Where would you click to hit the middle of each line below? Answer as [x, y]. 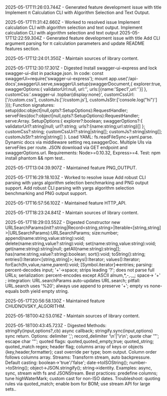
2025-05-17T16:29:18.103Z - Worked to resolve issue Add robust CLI [76, 177]
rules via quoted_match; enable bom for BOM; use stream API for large [78, 384]
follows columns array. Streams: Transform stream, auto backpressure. [78, 357]
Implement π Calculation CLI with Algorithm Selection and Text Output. [78, 12]
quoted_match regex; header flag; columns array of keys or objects [74, 347]
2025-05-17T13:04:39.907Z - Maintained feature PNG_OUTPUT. [71, 168]
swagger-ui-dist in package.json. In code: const [54, 73]
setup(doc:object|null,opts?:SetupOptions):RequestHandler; [67, 110]
